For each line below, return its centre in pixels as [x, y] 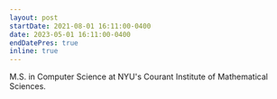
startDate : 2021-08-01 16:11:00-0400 [80, 26]
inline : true [34, 51]
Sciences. [28, 86]
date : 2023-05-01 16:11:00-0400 [70, 34]
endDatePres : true [44, 43]
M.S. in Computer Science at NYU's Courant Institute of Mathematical [139, 76]
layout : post [34, 18]
